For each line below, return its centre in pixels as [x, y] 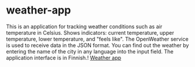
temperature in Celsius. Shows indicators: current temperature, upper [90, 32]
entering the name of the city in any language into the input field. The [90, 51]
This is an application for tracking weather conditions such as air [84, 26]
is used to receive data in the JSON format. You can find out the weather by [97, 45]
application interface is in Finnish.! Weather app [64, 58]
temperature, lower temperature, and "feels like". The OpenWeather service [97, 39]
